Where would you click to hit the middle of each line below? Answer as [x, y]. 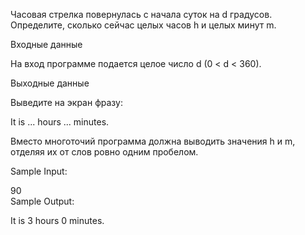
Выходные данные [50, 83]
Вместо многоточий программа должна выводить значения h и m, [153, 141]
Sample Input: [39, 171]
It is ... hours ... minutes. [60, 122]
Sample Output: [42, 201]
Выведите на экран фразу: [66, 102]
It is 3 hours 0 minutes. [57, 220]
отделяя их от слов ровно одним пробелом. [104, 152]
